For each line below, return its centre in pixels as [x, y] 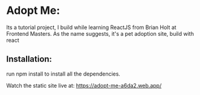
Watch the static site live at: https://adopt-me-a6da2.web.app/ [84, 85]
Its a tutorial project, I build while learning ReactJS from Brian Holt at [91, 27]
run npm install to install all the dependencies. [63, 74]
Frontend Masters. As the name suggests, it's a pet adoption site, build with [100, 33]
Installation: [29, 59]
